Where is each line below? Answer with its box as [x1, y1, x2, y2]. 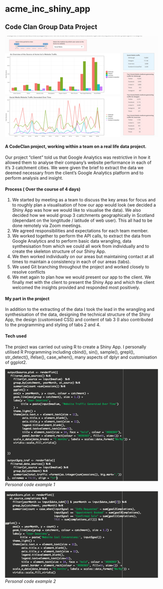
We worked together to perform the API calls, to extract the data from [12, 233, 151, 239]
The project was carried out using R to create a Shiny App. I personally [5, 344, 147, 350]
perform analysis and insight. [5, 175, 64, 180]
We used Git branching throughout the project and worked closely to [12, 264, 149, 270]
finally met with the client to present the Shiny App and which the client [12, 279, 155, 285]
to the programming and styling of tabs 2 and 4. [5, 322, 101, 328]
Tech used [5, 333, 27, 339]
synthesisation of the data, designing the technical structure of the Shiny [5, 311, 150, 317]
